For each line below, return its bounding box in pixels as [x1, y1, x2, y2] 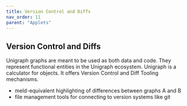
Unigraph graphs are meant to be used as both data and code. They [6, 57, 172, 64]
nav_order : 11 [6, 14, 41, 20]
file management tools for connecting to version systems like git [14, 94, 171, 101]
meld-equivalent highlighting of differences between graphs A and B [14, 87, 182, 94]
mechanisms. [6, 76, 39, 83]
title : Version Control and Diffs [6, 8, 91, 15]
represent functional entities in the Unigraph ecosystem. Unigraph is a [6, 63, 177, 71]
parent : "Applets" [6, 19, 51, 25]
